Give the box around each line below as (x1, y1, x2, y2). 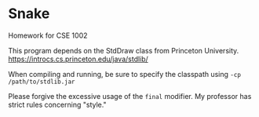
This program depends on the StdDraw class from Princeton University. (8, 46, 239, 55)
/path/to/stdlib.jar (8, 78, 76, 86)
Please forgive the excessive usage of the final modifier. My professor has (8, 91, 252, 101)
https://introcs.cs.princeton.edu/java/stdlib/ (8, 54, 149, 64)
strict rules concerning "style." (8, 100, 108, 109)
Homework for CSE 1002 (8, 31, 88, 40)
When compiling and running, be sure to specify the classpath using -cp (8, 69, 242, 79)
